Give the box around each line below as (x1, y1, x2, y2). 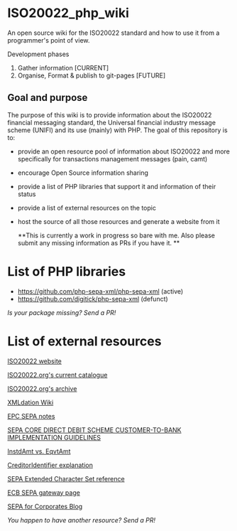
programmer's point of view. (7, 36, 90, 44)
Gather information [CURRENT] (17, 63, 109, 72)
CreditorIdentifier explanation (7, 461, 94, 469)
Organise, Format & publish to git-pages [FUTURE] (17, 71, 166, 80)
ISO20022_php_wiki (7, 5, 129, 21)
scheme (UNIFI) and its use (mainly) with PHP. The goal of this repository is (7, 126, 228, 134)
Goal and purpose (7, 92, 88, 104)
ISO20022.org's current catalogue (7, 370, 108, 379)
